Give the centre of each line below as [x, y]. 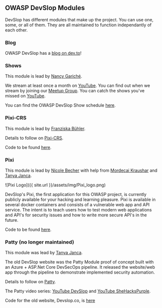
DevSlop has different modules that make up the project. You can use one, [79, 19]
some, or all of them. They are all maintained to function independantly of [78, 25]
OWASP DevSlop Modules [45, 8]
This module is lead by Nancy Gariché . [44, 76]
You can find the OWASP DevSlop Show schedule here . [60, 105]
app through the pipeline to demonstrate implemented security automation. [80, 272]
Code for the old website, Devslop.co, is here [50, 301]
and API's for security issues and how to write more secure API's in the [76, 215]
